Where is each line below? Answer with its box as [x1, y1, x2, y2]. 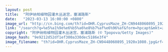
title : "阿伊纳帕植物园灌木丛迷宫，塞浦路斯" [5, 12, 91, 17]
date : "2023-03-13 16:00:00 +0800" [5, 16, 84, 21]
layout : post [5, 7, 32, 12]
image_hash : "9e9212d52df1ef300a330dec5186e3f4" [5, 35, 108, 40]
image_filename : [5, 40, 39, 45]
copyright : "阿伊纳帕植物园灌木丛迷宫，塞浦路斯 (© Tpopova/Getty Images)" [5, 30, 154, 35]
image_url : [5, 21, 28, 26]
